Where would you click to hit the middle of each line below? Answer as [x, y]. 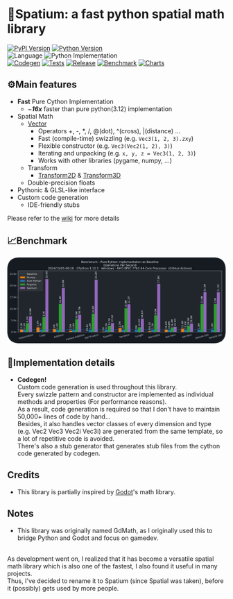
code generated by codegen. [59, 453]
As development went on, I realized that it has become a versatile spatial [111, 559]
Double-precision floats [61, 183]
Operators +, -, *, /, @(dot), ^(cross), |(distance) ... [109, 130]
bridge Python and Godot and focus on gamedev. [88, 538]
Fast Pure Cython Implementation [65, 101]
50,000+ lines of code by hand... [64, 416]
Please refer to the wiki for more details [63, 218]
